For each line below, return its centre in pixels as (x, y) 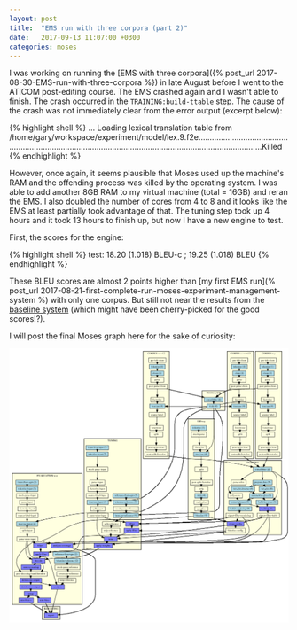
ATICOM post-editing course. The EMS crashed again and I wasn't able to (144, 92)
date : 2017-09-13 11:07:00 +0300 (75, 37)
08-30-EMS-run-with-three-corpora (76, 82)
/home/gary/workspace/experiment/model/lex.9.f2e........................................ (148, 137)
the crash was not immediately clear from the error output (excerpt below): (146, 111)
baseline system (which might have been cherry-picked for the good (134, 309)
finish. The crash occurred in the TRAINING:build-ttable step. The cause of (147, 101)
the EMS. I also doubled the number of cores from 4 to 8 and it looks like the (148, 202)
